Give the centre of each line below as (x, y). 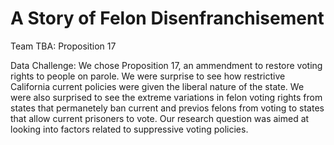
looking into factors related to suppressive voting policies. (129, 129)
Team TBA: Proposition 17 (63, 46)
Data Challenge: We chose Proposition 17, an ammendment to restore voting (166, 65)
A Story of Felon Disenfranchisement (167, 18)
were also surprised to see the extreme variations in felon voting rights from (166, 97)
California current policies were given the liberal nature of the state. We (157, 86)
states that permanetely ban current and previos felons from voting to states (167, 108)
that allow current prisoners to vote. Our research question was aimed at (160, 118)
